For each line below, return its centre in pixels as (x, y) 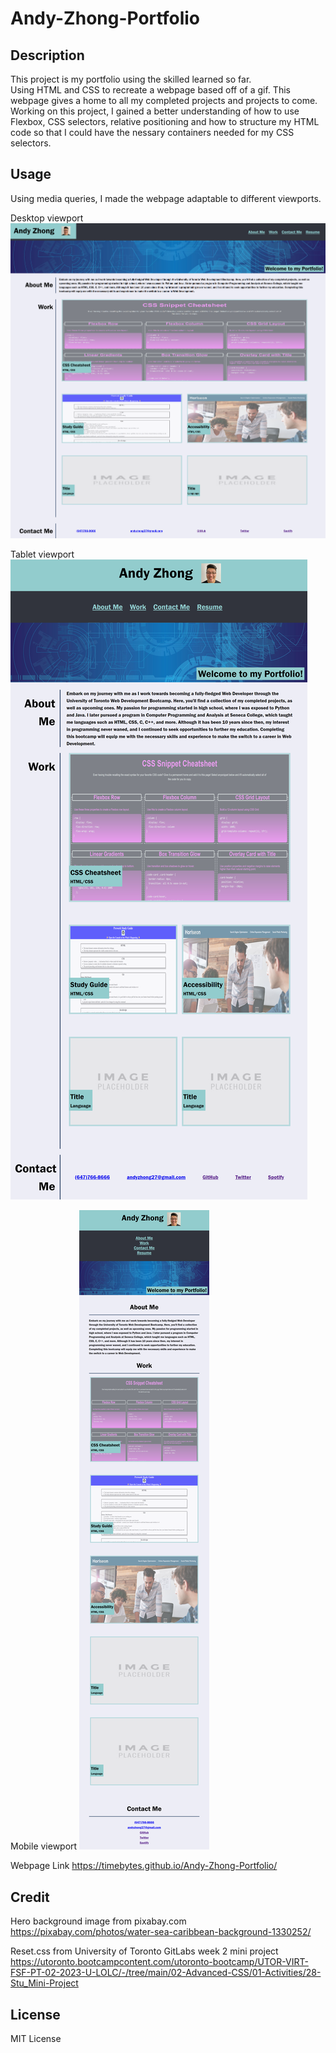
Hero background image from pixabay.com (98, 1921)
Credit (30, 1897)
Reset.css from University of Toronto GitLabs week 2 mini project (144, 1951)
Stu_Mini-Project (44, 1983)
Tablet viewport (42, 554)
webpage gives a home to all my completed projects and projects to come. (164, 100)
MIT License (36, 2038)
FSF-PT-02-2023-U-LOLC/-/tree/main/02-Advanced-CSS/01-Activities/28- (166, 1973)
